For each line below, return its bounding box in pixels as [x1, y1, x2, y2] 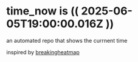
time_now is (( [6, 4, 79, 18]
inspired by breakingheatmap [6, 48, 80, 55]
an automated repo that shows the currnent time [6, 37, 128, 44]
